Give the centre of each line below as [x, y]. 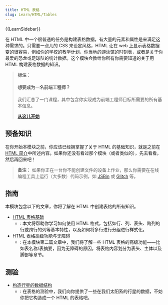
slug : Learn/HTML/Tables [31, 15]
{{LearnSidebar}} [23, 29]
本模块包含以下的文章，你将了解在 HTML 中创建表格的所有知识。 [72, 207]
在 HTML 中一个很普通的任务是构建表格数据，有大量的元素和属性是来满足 [80, 39]
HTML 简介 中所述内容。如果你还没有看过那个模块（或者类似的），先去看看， [83, 153]
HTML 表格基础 [28, 217]
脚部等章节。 [33, 255]
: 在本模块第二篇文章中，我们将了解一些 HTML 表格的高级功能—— [88, 242]
